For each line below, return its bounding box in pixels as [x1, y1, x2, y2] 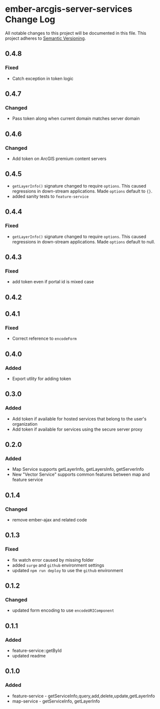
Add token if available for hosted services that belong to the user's [12, 416, 147, 422]
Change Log [5, 14, 55, 25]
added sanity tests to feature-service [12, 193, 89, 199]
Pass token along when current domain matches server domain [12, 115, 140, 121]
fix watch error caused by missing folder [12, 557, 94, 563]
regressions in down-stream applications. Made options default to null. [12, 239, 155, 245]
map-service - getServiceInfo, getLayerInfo [12, 698, 100, 704]
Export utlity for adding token [12, 376, 71, 382]
